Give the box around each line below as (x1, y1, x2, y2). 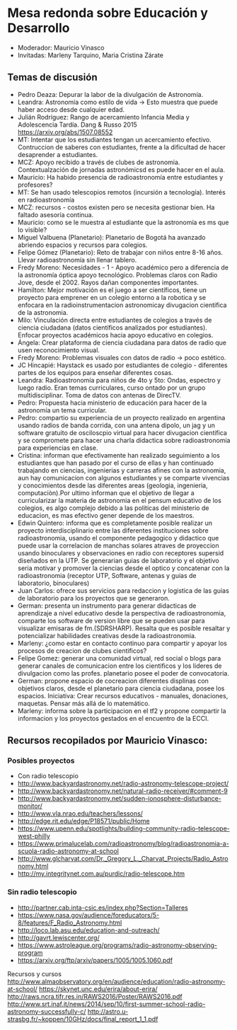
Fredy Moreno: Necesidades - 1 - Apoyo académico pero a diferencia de (17, 263, 229, 272)
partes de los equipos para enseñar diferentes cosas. (17, 368, 173, 376)
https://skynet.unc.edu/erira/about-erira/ (38, 985, 158, 993)
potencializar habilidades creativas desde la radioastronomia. (17, 631, 197, 640)
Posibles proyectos (7, 756, 75, 765)
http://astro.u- (87, 1007, 129, 1016)
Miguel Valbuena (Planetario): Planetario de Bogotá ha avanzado (17, 233, 206, 241)
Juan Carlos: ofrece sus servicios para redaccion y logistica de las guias (17, 586, 230, 595)
